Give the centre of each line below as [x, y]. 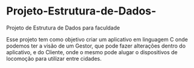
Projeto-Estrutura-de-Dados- [81, 11]
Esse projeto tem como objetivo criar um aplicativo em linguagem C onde [97, 39]
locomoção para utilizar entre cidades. [54, 58]
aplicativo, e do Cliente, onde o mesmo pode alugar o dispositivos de [92, 52]
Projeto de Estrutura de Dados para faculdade [63, 28]
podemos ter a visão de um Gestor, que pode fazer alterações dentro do [96, 46]
